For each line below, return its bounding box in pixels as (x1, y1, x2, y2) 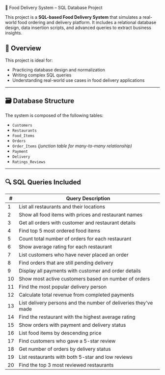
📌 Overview (5, 44, 41, 53)
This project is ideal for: (5, 57, 53, 63)
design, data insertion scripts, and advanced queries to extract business (5, 25, 151, 31)
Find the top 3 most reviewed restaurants (19, 362, 114, 369)
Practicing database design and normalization (12, 67, 106, 72)
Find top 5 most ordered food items (19, 227, 101, 234)
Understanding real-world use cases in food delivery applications (12, 77, 145, 83)
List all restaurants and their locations (19, 204, 106, 210)
